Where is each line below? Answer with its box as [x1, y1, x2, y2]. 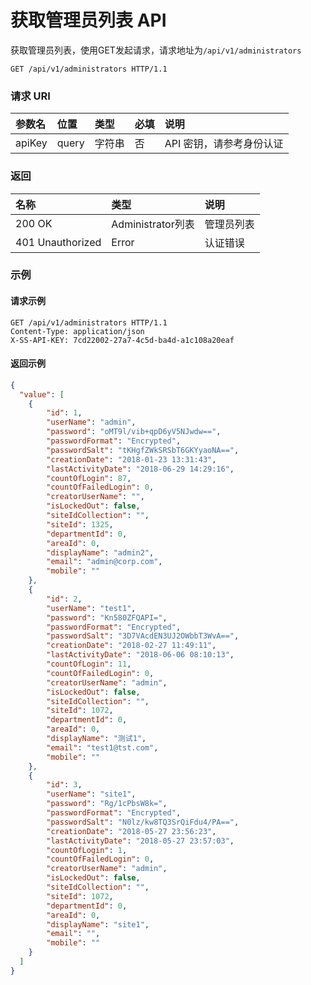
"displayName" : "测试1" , [46, 734, 147, 744]
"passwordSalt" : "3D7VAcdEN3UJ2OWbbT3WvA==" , [46, 631, 240, 641]
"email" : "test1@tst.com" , [46, 742, 159, 753]
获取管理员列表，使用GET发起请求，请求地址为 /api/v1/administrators [10, 44, 302, 56]
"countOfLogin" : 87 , [46, 473, 132, 483]
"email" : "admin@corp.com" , [46, 557, 163, 567]
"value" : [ [19, 389, 65, 400]
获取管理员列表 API [10, 9, 167, 32]
